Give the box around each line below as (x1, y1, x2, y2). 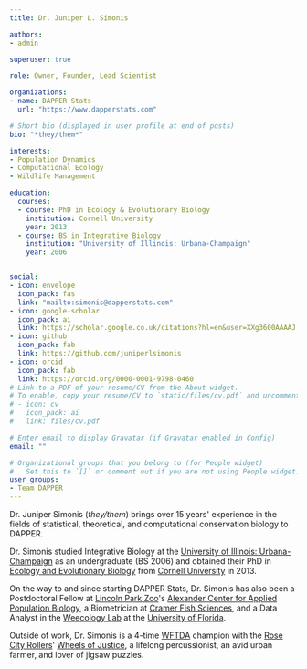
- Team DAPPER (9, 483, 64, 494)
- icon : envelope (9, 281, 76, 290)
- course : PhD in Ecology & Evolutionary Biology (17, 205, 210, 215)
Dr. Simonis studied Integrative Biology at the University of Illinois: (9, 546, 258, 557)
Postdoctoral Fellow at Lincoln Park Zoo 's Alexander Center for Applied (9, 593, 278, 603)
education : (9, 188, 51, 197)
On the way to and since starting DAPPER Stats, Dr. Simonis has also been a (9, 583, 295, 594)
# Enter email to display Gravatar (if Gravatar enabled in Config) (9, 433, 276, 442)
